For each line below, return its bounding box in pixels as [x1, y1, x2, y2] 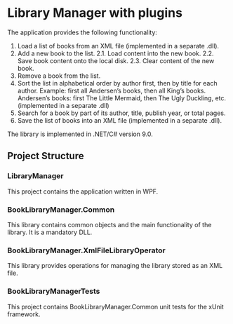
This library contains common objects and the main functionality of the [7, 220, 212, 229]
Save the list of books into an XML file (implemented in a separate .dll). [17, 116, 222, 124]
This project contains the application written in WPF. [7, 187, 159, 196]
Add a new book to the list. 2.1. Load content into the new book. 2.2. [17, 49, 214, 58]
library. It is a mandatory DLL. [7, 228, 93, 236]
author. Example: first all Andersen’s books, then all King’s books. [17, 86, 206, 95]
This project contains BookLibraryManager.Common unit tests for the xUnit [7, 302, 225, 311]
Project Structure [7, 150, 84, 162]
